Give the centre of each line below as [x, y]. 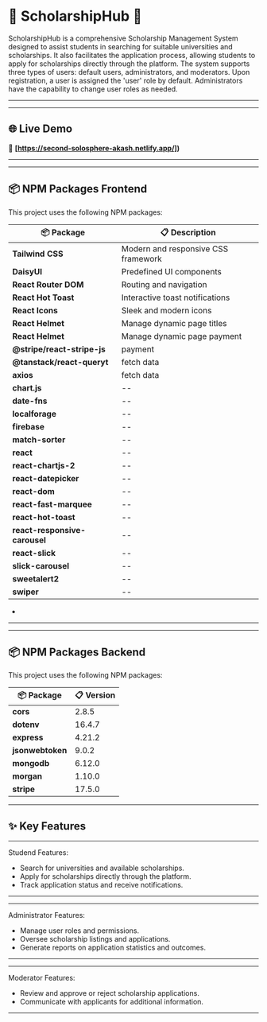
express [28, 737]
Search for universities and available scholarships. [102, 868]
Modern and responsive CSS [175, 248]
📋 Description [188, 232]
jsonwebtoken [40, 751]
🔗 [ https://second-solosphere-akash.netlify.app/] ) [94, 148]
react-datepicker [46, 478]
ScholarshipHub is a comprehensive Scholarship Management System [123, 38]
